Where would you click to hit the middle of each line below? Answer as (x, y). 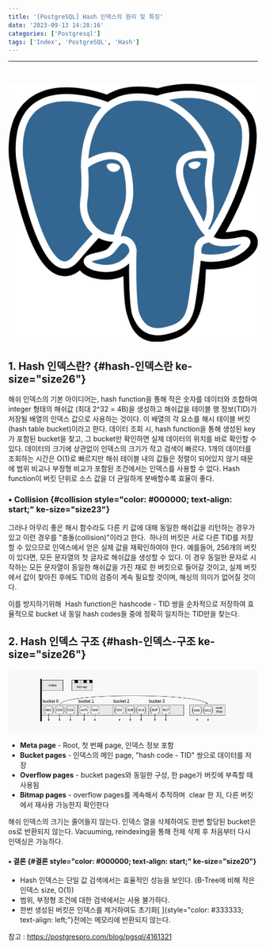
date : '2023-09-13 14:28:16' (56, 25)
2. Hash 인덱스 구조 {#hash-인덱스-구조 (102, 642)
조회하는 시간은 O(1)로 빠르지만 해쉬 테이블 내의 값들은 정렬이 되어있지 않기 (123, 458)
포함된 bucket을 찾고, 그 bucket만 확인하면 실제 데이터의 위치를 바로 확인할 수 (137, 438)
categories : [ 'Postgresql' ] (55, 33)
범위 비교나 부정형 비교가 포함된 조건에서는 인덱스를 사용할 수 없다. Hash (128, 468)
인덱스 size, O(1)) (47, 890)
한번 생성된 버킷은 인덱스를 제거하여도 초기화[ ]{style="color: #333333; (131, 910)
